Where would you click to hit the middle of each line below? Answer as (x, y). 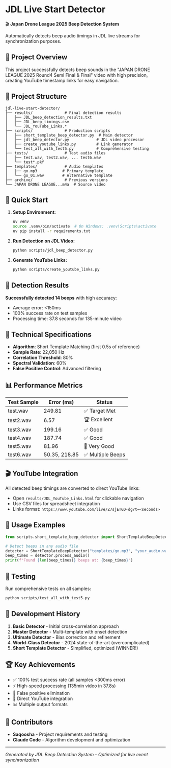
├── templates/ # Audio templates (54, 166)
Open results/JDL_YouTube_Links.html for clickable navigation (78, 498)
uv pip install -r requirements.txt (51, 231)
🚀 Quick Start (27, 200)
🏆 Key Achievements (40, 665)
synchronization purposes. (33, 41)
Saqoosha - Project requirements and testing (60, 734)
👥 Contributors (29, 722)
